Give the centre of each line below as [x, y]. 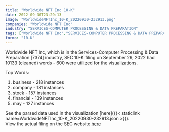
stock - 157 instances [34, 93]
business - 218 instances [38, 82]
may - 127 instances [33, 103]
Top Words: [17, 72]
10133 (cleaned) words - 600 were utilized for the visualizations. [72, 63]
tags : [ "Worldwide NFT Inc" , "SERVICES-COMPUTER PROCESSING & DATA [76, 33]
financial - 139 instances [38, 98]
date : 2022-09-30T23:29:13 [33, 15]
